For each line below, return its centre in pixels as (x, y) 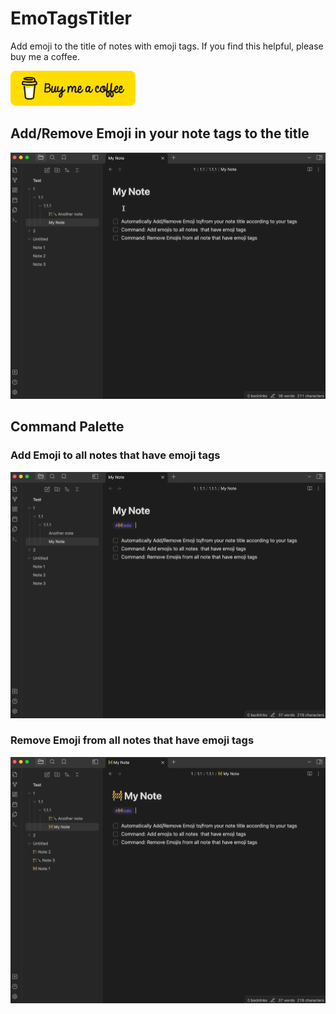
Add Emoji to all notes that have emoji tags (115, 455)
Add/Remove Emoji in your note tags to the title (160, 133)
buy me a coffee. (45, 56)
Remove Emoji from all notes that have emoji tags (132, 740)
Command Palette (67, 427)
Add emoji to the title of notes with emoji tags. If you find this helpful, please (167, 46)
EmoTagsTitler (71, 18)
